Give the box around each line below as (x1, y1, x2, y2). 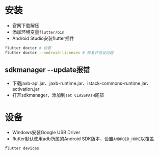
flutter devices (5, 146, 39, 151)
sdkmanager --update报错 (5, 66, 90, 74)
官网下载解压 (12, 22, 39, 29)
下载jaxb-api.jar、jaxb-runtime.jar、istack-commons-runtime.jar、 (12, 80, 151, 86)
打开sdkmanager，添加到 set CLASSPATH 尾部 (12, 92, 104, 98)
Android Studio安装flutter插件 (12, 35, 74, 41)
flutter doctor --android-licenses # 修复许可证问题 (5, 50, 114, 55)
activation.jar (12, 86, 40, 92)
